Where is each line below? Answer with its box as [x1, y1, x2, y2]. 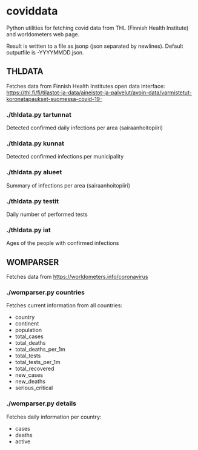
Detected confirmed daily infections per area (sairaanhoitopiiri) [6, 124, 163, 131]
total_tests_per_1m [15, 359, 61, 366]
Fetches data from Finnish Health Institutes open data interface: [6, 82, 165, 90]
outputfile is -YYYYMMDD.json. [6, 48, 84, 56]
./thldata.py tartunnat [6, 110, 71, 119]
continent [15, 320, 39, 327]
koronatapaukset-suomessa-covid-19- [6, 95, 103, 102]
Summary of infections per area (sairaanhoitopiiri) [6, 181, 131, 189]
